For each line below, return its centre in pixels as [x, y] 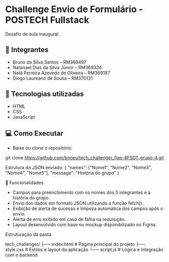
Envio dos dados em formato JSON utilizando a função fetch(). [78, 203]
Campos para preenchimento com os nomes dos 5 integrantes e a [81, 192]
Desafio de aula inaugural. [32, 34]
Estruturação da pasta [28, 234]
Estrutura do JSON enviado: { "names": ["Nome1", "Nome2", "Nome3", [79, 168]
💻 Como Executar [34, 133]
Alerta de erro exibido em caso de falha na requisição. [69, 219]
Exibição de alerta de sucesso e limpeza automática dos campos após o [88, 208]
